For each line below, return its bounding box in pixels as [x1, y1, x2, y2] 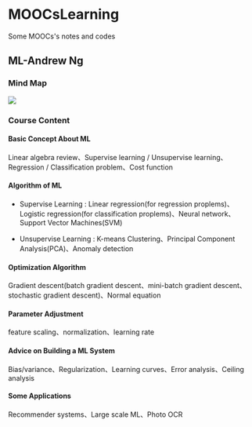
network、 [201, 209, 236, 218]
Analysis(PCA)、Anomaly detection [19, 243, 134, 253]
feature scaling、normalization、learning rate [8, 327, 155, 337]
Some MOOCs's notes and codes [8, 31, 116, 41]
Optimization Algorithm [8, 262, 86, 272]
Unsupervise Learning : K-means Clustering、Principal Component [19, 234, 236, 243]
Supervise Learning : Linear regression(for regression [19, 199, 193, 209]
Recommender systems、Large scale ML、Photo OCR [8, 410, 183, 419]
